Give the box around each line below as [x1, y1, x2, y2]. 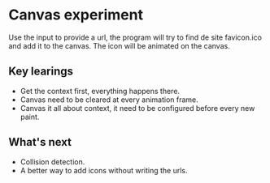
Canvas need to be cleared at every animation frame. [20, 95, 199, 104]
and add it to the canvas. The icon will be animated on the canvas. [8, 40, 230, 50]
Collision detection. [20, 156, 85, 167]
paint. [20, 112, 40, 121]
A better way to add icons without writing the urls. [20, 165, 188, 175]
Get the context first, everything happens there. [20, 86, 181, 96]
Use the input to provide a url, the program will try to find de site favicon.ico [8, 32, 263, 42]
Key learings [8, 65, 74, 79]
